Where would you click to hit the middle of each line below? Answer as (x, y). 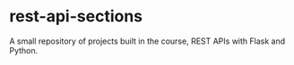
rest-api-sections (76, 16)
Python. (24, 50)
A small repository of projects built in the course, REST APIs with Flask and (147, 41)
